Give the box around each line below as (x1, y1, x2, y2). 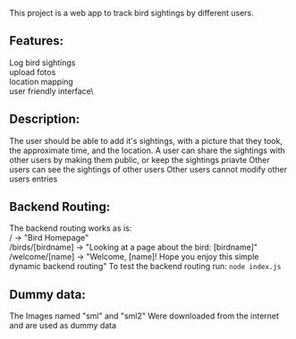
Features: (9, 33, 64, 48)
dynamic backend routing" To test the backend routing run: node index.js (9, 261, 282, 272)
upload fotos (9, 66, 56, 77)
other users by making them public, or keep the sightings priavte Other (9, 154, 270, 165)
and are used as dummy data (9, 320, 117, 331)
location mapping (9, 76, 73, 87)
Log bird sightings (9, 57, 76, 68)
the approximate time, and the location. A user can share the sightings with (9, 145, 286, 156)
